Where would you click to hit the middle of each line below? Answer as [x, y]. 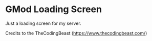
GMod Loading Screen [54, 9]
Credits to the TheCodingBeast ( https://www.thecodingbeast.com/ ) [76, 33]
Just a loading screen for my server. [43, 23]
